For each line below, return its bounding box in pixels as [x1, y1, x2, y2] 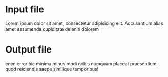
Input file [5, 4, 45, 15]
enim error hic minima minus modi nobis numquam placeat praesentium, [5, 60, 158, 67]
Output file [5, 44, 52, 56]
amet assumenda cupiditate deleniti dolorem [5, 25, 99, 32]
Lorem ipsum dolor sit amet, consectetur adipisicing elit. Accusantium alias [5, 20, 163, 27]
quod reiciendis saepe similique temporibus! [5, 66, 99, 72]
